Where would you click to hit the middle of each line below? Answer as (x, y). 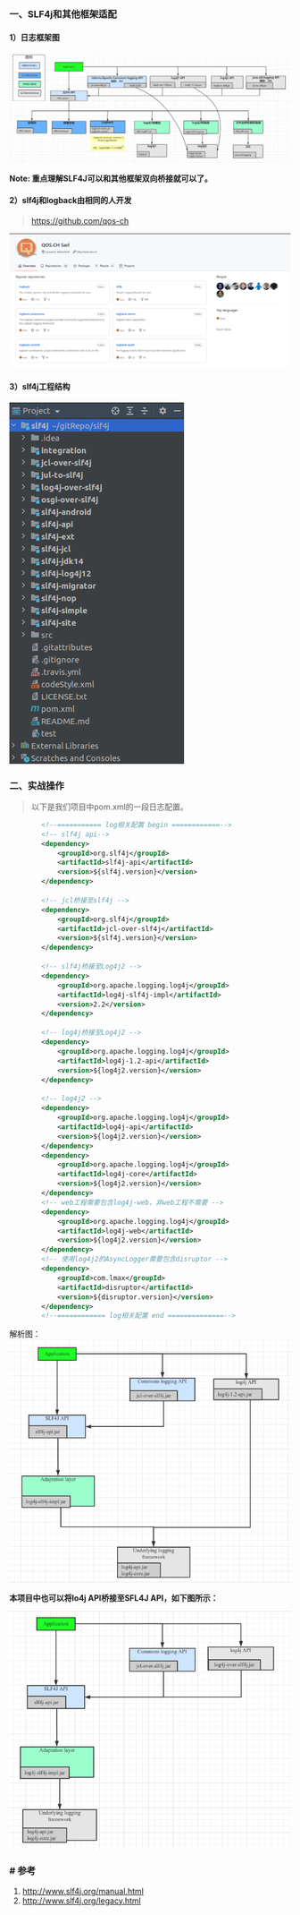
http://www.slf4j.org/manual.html (83, 1891)
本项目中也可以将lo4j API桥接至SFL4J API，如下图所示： (114, 1598)
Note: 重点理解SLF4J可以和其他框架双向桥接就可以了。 (111, 178)
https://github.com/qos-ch (80, 220)
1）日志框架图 (35, 37)
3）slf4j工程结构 (40, 386)
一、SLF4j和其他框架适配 (63, 13)
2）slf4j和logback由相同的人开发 (71, 201)
